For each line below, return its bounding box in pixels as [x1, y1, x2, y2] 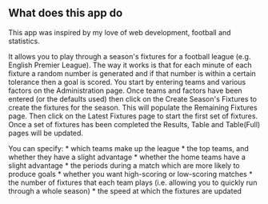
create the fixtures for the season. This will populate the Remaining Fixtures [8, 102, 258, 112]
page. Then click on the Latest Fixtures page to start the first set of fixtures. [8, 111, 258, 121]
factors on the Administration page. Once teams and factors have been [8, 86, 242, 95]
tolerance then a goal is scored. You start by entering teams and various [8, 77, 246, 86]
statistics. [8, 36, 40, 46]
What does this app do [8, 6, 123, 20]
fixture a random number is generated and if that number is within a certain [8, 68, 256, 78]
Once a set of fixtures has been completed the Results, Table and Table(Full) [8, 119, 261, 129]
